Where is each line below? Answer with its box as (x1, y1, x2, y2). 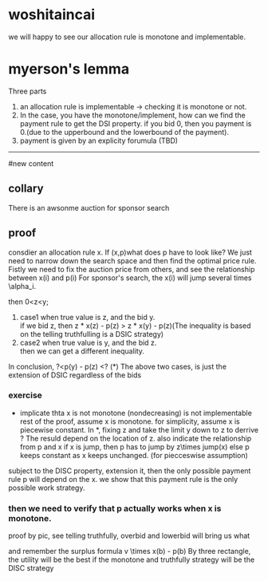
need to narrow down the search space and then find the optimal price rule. (8, 255, 257, 265)
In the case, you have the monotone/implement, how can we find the (19, 110, 246, 120)
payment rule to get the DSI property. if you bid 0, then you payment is (19, 118, 252, 128)
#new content (8, 158, 54, 168)
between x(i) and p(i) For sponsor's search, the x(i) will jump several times (8, 273, 252, 283)
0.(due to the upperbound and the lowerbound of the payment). (19, 127, 230, 136)
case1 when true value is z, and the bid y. (19, 312, 156, 322)
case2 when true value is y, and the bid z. (19, 338, 157, 347)
